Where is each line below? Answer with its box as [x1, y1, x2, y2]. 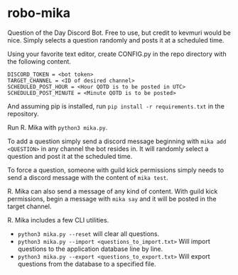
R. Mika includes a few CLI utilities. [7, 215, 109, 224]
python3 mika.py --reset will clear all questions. [17, 229, 160, 238]
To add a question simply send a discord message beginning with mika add [7, 137, 227, 145]
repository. [7, 109, 39, 118]
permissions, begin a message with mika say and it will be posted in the [7, 194, 217, 203]
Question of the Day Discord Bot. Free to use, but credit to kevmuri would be [7, 28, 231, 37]
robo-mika [7, 5, 71, 21]
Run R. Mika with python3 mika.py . [7, 123, 108, 132]
